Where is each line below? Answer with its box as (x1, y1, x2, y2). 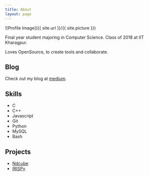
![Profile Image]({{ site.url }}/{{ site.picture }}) (5, 25, 96, 31)
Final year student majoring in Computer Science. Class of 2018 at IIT (5, 34, 144, 40)
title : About (5, 7, 32, 12)
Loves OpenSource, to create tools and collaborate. (5, 49, 109, 55)
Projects (5, 147, 31, 156)
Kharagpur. (5, 39, 28, 45)
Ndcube (12, 160, 28, 166)
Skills (5, 90, 22, 98)
